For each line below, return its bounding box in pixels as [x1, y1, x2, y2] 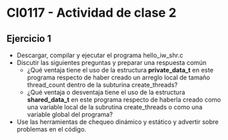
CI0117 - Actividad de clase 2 [6, 5, 177, 21]
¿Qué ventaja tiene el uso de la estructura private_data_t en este [26, 66, 214, 74]
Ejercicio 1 [6, 33, 52, 45]
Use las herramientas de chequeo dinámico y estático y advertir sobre [16, 118, 219, 126]
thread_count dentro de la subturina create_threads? [26, 81, 178, 88]
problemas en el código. [16, 125, 86, 133]
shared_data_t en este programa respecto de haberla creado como [26, 95, 221, 104]
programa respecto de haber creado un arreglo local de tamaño [26, 73, 211, 81]
